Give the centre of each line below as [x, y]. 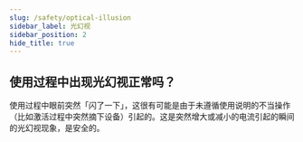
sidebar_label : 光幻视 [50, 26]
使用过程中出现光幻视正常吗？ [93, 82]
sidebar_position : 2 [48, 34]
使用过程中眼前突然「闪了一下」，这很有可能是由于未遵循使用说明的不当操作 [150, 106]
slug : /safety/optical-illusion [70, 18]
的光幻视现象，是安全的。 [57, 128]
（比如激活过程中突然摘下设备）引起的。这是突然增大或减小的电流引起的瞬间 [152, 117]
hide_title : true [42, 43]
